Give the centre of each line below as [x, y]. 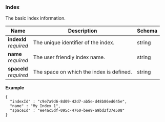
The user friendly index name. [69, 57]
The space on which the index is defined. [82, 72]
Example [15, 88]
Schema [147, 31]
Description [82, 31]
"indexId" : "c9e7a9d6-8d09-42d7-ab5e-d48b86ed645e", [68, 102]
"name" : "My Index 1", [35, 106]
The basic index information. [35, 18]
